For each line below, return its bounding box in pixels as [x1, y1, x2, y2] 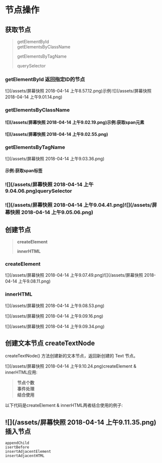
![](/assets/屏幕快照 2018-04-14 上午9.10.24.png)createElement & [5, 363, 137, 369]
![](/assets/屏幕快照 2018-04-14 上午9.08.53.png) [5, 303, 105, 309]
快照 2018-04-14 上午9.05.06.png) [10, 209, 94, 216]
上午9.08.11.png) [18, 278, 51, 284]
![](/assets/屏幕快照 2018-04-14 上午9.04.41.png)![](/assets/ [5, 201, 152, 208]
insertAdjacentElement [5, 449, 51, 454]
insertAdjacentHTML [5, 453, 45, 459]
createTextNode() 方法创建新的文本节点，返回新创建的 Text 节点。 [5, 353, 138, 359]
